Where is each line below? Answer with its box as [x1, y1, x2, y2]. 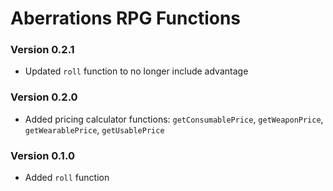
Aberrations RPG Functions [10, 7, 242, 30]
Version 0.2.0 [10, 90, 78, 104]
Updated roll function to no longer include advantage [24, 65, 249, 77]
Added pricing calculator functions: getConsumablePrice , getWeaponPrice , [24, 113, 324, 125]
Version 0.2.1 [10, 43, 75, 57]
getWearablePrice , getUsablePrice [24, 123, 165, 136]
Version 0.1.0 [10, 148, 75, 162]
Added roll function [24, 172, 110, 184]
